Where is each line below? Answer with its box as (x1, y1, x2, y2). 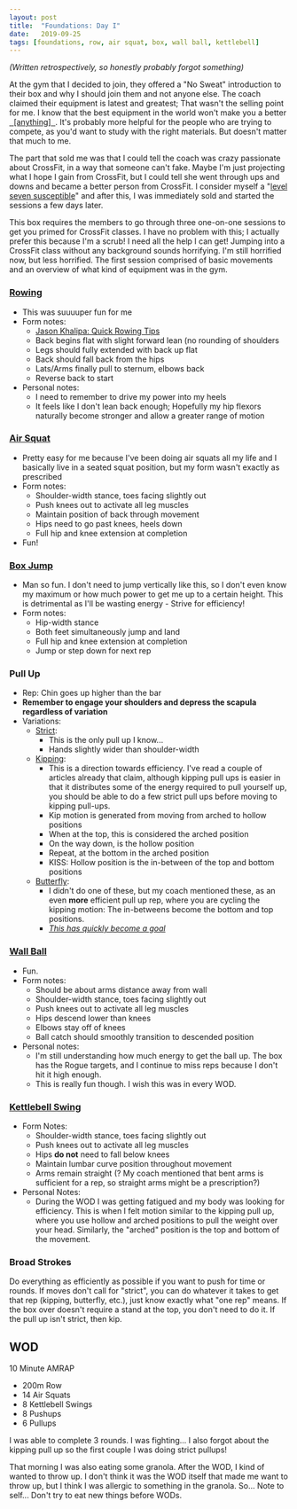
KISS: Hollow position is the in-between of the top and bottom (48, 857, 275, 868)
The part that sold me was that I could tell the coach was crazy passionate (9, 152, 281, 164)
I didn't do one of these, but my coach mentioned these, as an (48, 886, 277, 896)
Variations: (21, 715, 62, 727)
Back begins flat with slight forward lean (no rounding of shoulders (35, 334, 279, 346)
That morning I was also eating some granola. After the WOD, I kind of (9, 1462, 265, 1473)
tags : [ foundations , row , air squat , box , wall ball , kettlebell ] (9, 37, 260, 47)
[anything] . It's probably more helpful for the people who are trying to (12, 117, 272, 128)
